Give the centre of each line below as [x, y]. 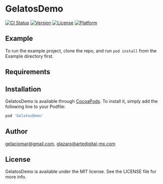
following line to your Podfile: [35, 106]
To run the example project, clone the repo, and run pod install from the [81, 50]
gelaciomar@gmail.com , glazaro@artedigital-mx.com [60, 144]
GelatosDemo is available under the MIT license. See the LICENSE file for [81, 171]
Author [16, 132]
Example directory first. [29, 56]
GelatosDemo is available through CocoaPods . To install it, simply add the [81, 101]
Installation [23, 89]
